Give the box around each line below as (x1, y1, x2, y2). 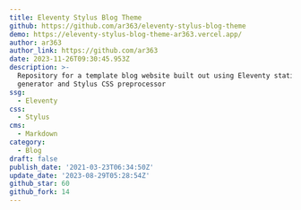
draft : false (9, 154, 58, 164)
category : (9, 138, 47, 147)
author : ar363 (9, 38, 63, 47)
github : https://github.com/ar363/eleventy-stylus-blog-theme (9, 21, 246, 30)
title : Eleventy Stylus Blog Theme (9, 13, 142, 22)
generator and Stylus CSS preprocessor (17, 80, 167, 88)
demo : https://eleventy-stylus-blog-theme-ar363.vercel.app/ (9, 29, 243, 38)
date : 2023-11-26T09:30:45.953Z (9, 55, 130, 63)
